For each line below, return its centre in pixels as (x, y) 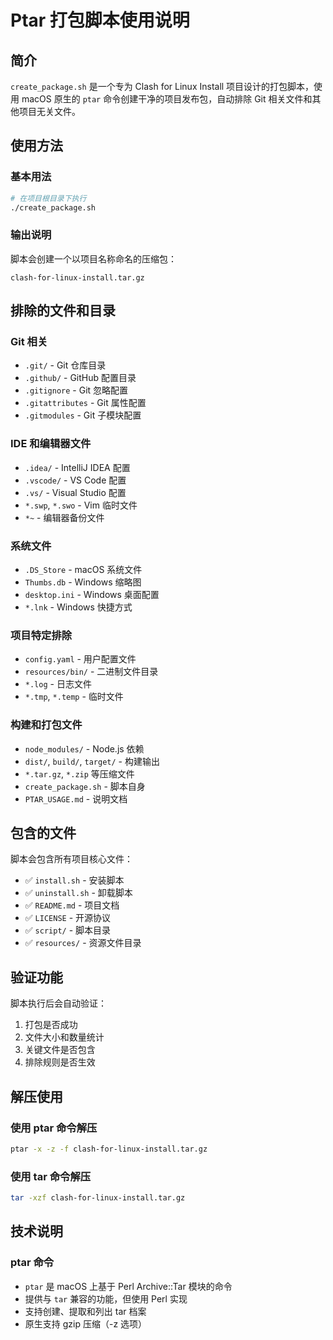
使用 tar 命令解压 (51, 1176)
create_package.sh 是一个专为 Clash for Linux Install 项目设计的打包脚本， (162, 86)
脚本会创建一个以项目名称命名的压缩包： (93, 258)
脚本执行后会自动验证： (58, 1003)
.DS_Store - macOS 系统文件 (83, 570)
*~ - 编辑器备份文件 (64, 517)
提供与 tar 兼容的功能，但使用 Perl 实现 (106, 1298)
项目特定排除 (41, 635)
